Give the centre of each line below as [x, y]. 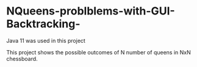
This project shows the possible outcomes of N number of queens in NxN [99, 52]
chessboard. [22, 59]
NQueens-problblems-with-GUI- [91, 11]
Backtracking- [43, 24]
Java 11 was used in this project [46, 40]
